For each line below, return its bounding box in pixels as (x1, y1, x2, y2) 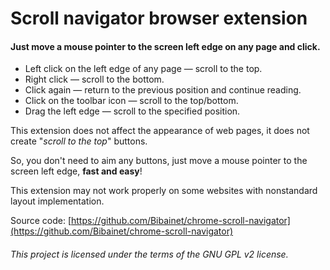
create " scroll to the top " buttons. (10, 135, 148, 147)
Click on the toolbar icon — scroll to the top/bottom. (24, 95, 239, 107)
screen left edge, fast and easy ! (10, 165, 143, 177)
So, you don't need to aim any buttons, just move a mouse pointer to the (10, 155, 308, 167)
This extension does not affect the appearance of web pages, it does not (10, 125, 310, 137)
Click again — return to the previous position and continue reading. (24, 84, 302, 96)
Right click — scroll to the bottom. (24, 73, 165, 86)
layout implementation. (10, 195, 105, 207)
